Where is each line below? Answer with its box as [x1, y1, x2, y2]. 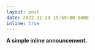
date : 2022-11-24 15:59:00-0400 [6, 15, 89, 21]
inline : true [6, 20, 40, 26]
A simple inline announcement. [6, 37, 88, 45]
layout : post [6, 9, 40, 15]
